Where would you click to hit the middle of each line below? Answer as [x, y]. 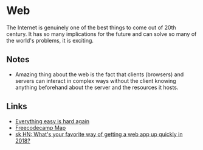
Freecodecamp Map [40, 127]
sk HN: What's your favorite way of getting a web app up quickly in [99, 134]
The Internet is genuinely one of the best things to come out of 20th [91, 27]
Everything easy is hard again [52, 121]
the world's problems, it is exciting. [50, 40]
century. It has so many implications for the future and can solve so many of [101, 34]
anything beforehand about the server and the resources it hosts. [97, 87]
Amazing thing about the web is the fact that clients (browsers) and [99, 74]
